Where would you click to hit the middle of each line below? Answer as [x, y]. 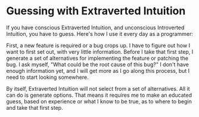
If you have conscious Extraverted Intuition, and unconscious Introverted [95, 27]
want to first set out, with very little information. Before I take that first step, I [100, 51]
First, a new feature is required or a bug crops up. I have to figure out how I [98, 45]
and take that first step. [35, 107]
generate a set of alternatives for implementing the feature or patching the [97, 58]
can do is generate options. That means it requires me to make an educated [99, 95]
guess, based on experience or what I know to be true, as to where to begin [99, 101]
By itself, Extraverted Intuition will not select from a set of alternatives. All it [98, 88]
